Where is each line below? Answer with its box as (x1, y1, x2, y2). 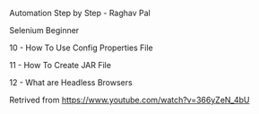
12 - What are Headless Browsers (9, 77, 133, 88)
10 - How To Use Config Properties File (9, 42, 154, 53)
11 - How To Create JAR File (9, 60, 112, 70)
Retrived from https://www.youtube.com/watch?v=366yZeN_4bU (9, 94, 250, 105)
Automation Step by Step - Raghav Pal (9, 8, 151, 18)
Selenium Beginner (9, 25, 80, 35)
